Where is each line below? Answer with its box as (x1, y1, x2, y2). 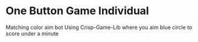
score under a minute (5, 30, 59, 37)
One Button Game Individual (5, 4, 149, 18)
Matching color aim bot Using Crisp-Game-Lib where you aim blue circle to (5, 24, 193, 31)
